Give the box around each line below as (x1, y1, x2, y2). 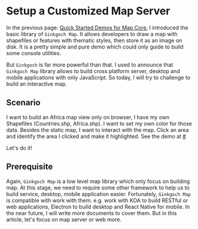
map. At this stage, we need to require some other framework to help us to (6, 184, 190, 191)
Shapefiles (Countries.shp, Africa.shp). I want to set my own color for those (6, 120, 193, 127)
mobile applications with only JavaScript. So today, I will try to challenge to (6, 74, 191, 81)
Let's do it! (6, 144, 33, 151)
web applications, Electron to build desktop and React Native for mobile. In (6, 203, 190, 210)
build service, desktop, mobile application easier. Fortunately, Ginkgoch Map (6, 190, 191, 197)
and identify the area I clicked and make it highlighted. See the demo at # (6, 132, 187, 140)
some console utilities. (6, 49, 62, 56)
